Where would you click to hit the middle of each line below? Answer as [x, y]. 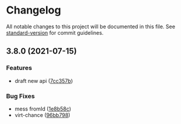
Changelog [34, 10]
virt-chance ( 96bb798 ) [42, 115]
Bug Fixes [21, 96]
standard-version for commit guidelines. [55, 32]
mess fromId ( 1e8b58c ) [43, 109]
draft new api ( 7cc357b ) [44, 81]
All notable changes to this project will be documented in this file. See [91, 26]
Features [19, 68]
